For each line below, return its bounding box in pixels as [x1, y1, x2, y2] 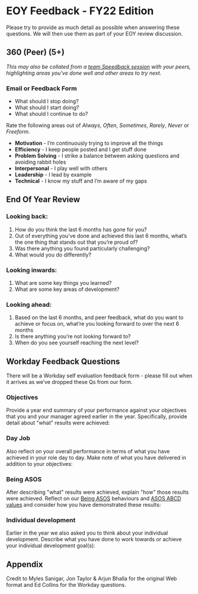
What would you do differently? [14, 251, 92, 258]
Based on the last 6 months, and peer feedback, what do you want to [14, 314, 184, 321]
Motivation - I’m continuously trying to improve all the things [14, 139, 164, 147]
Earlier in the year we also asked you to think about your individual [6, 529, 168, 536]
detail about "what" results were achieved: [6, 420, 110, 427]
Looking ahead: [6, 300, 52, 309]
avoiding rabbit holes [14, 158, 66, 166]
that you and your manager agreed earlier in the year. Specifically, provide [6, 413, 188, 420]
